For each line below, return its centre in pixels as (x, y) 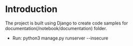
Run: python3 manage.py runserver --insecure (60, 38)
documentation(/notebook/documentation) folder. (56, 28)
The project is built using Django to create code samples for (66, 23)
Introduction (31, 9)
